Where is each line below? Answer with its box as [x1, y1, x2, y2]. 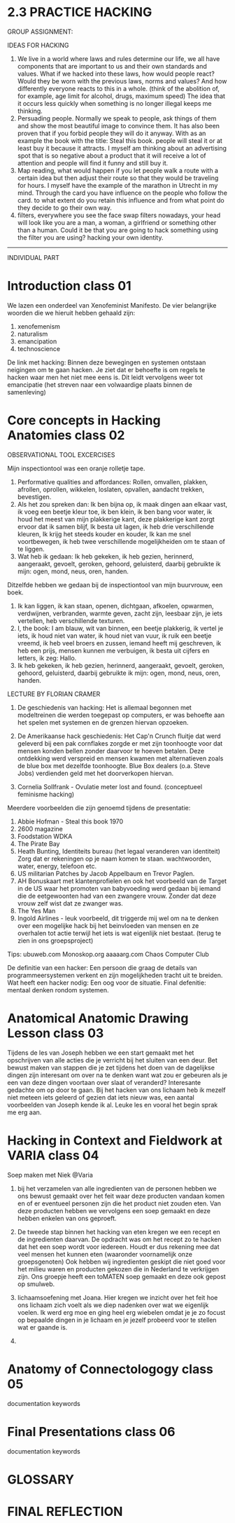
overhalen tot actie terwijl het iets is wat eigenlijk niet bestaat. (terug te [17, 929, 222, 937]
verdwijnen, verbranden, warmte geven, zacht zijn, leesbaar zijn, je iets [17, 609, 222, 617]
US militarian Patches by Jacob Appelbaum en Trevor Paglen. [17, 869, 195, 877]
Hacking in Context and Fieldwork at [7, 1133, 222, 1148]
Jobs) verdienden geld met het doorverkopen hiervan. [17, 769, 173, 777]
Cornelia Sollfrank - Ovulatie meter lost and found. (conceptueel [17, 782, 203, 791]
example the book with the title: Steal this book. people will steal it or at [17, 136, 222, 144]
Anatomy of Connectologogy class [7, 1361, 213, 1377]
